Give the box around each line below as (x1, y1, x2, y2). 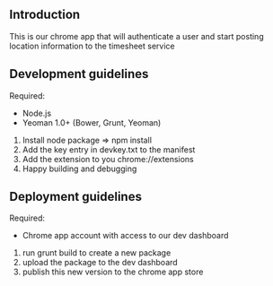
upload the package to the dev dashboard (22, 257, 178, 268)
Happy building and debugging (22, 163, 137, 174)
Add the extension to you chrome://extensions (22, 153, 195, 164)
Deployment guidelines (9, 189, 142, 204)
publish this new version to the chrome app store (22, 266, 204, 277)
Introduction (9, 7, 81, 22)
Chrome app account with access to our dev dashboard (22, 230, 229, 241)
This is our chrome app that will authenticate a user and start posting (9, 30, 264, 41)
